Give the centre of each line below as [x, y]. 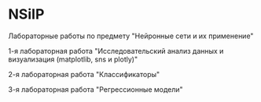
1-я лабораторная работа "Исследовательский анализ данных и [116, 51]
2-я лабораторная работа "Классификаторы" [84, 74]
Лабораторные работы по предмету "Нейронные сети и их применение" [131, 36]
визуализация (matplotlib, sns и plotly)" [73, 59]
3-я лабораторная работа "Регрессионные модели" [96, 89]
